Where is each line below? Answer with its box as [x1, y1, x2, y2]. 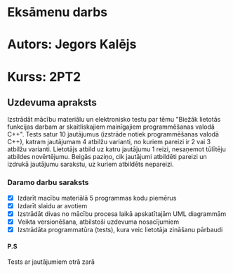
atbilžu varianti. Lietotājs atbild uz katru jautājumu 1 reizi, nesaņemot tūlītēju [7, 145, 226, 153]
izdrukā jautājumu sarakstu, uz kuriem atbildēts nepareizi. [7, 160, 174, 169]
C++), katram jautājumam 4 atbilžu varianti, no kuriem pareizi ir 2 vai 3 [7, 138, 211, 146]
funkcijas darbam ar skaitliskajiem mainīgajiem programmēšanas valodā [7, 122, 215, 131]
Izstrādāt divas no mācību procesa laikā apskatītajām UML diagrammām [17, 209, 227, 218]
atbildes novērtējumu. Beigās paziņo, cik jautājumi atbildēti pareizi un [7, 153, 207, 161]
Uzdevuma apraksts [7, 96, 97, 108]
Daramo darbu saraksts [7, 177, 89, 187]
